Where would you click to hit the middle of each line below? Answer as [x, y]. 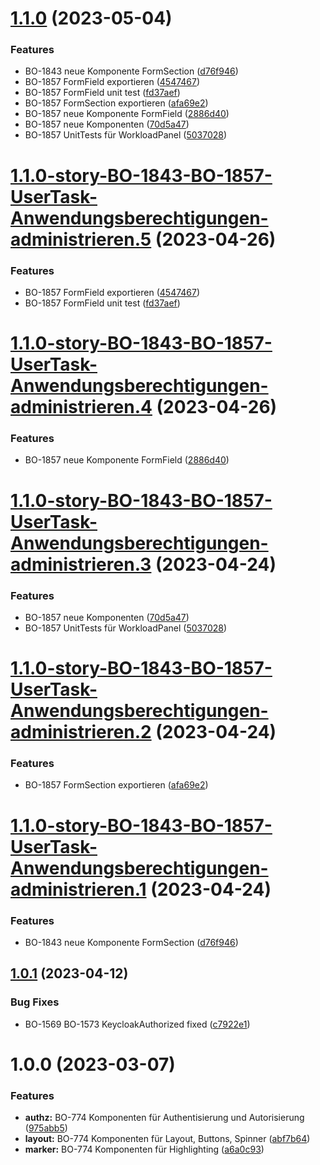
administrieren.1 [78, 889]
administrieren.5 [81, 239]
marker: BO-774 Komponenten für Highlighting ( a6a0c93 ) [144, 1149]
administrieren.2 [81, 732]
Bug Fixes [35, 1002]
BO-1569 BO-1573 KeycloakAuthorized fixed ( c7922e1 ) [137, 1024]
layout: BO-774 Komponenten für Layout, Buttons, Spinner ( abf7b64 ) [167, 1139]
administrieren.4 [81, 407]
